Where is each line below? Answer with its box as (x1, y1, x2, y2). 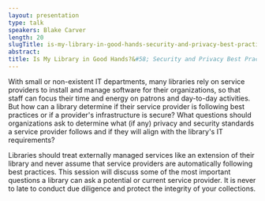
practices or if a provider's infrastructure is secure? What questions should (8, 110, 252, 119)
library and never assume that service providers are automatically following (8, 159, 253, 168)
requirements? (8, 135, 55, 144)
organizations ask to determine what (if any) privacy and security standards (8, 119, 255, 128)
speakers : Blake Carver (8, 26, 87, 34)
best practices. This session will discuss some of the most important (8, 166, 231, 177)
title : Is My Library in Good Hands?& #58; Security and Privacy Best (8, 56, 242, 64)
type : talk (8, 19, 44, 27)
